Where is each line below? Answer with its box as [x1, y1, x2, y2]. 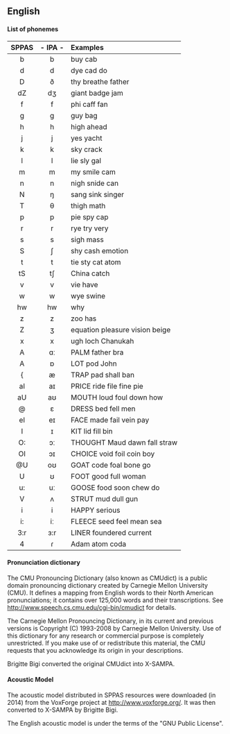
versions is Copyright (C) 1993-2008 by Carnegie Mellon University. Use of [7, 624, 222, 632]
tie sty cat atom [70, 257, 121, 266]
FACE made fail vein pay [70, 415, 150, 425]
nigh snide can [70, 178, 119, 188]
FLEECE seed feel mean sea [70, 516, 162, 526]
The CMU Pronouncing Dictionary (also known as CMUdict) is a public [7, 574, 208, 582]
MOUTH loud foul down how [70, 392, 163, 402]
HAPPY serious [70, 505, 121, 515]
